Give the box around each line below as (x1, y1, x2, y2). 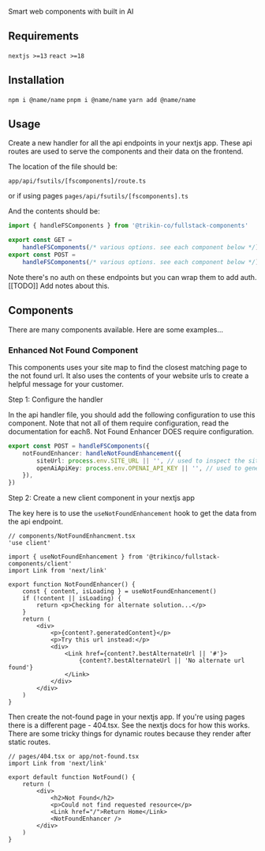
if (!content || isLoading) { (22, 595, 122, 603)
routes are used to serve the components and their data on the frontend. (8, 146, 244, 157)
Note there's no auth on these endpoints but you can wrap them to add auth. (8, 272, 257, 282)
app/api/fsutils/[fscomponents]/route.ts (8, 177, 147, 185)
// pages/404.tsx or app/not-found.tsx (8, 753, 140, 761)
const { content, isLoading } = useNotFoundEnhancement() (22, 588, 217, 596)
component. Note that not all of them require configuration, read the (8, 418, 230, 428)
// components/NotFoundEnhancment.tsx (8, 532, 136, 540)
